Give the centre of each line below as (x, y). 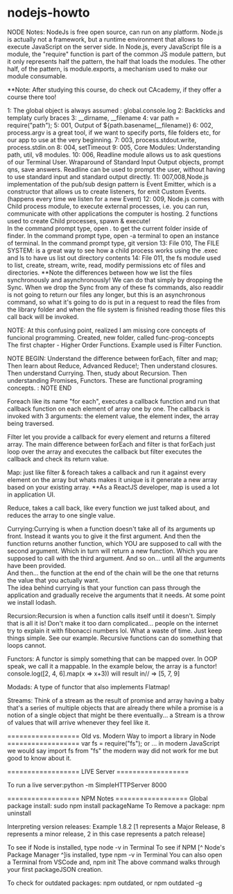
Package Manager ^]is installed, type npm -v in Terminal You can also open (115, 854)
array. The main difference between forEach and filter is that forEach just (111, 444)
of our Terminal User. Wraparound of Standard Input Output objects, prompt (115, 162)
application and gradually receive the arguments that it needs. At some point (116, 595)
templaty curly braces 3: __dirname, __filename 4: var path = (93, 118)
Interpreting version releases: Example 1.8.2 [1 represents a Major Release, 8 (116, 826)
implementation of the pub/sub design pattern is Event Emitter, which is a (112, 184)
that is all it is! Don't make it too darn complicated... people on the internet (113, 623)
